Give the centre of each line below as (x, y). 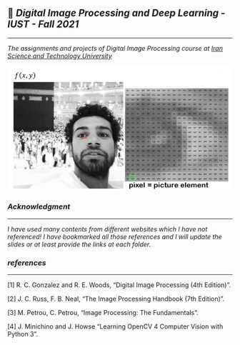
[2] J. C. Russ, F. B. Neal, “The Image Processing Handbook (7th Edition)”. (116, 299)
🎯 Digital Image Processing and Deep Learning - (116, 13)
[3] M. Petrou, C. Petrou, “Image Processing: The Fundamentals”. (103, 312)
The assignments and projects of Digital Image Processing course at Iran (115, 48)
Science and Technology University (60, 56)
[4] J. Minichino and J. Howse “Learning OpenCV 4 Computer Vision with (115, 326)
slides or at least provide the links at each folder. (79, 244)
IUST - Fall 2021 (43, 25)
